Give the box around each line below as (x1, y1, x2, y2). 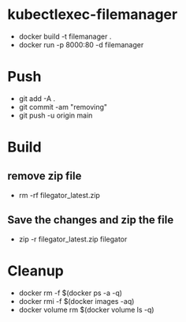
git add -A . (18, 93, 56, 103)
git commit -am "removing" (18, 102, 108, 111)
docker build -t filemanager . (18, 32, 112, 41)
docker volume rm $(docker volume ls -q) (18, 305, 154, 314)
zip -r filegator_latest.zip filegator (18, 234, 128, 244)
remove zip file (7, 170, 82, 183)
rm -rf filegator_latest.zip (18, 190, 100, 200)
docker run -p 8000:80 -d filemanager (18, 39, 144, 49)
